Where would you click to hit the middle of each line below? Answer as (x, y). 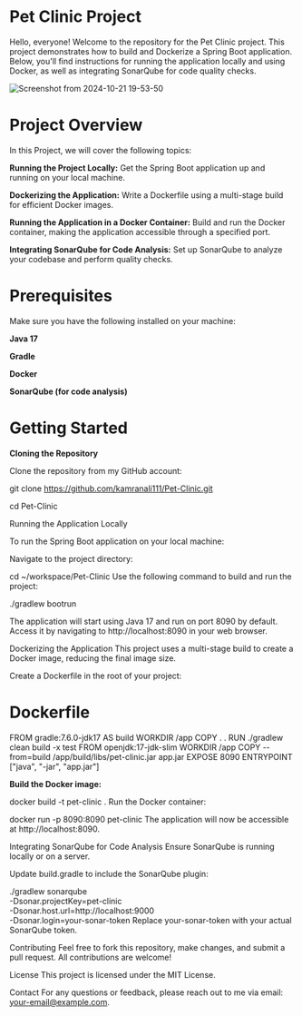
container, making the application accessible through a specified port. (140, 232)
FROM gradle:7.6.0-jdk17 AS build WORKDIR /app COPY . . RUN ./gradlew (146, 737)
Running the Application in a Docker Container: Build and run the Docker (147, 222)
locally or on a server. (50, 856)
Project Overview (76, 125)
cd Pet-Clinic (34, 506)
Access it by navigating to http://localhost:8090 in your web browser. (138, 631)
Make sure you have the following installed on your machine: (122, 321)
